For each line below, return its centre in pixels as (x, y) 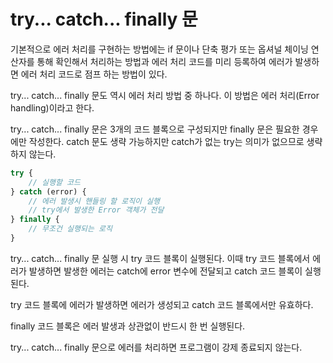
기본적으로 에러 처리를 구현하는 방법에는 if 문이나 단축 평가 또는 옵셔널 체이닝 (159, 49)
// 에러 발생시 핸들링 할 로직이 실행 (94, 201)
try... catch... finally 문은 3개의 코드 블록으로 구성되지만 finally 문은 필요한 (155, 129)
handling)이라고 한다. (52, 107)
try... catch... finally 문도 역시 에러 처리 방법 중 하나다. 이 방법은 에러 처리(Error (165, 95)
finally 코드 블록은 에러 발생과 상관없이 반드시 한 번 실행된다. (128, 326)
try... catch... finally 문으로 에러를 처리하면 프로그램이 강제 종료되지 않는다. (156, 347)
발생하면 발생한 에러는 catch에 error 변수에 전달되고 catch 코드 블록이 (165, 271)
